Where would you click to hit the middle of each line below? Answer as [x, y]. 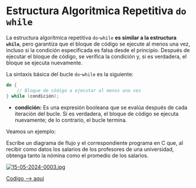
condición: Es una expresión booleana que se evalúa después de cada [101, 107]
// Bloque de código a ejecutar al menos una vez [79, 90]
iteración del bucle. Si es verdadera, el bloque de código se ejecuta [97, 114]
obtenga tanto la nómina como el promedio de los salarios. [77, 155]
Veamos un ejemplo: [31, 131]
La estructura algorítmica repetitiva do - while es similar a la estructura [92, 37]
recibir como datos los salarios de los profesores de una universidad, [90, 149]
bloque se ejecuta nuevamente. [44, 63]
